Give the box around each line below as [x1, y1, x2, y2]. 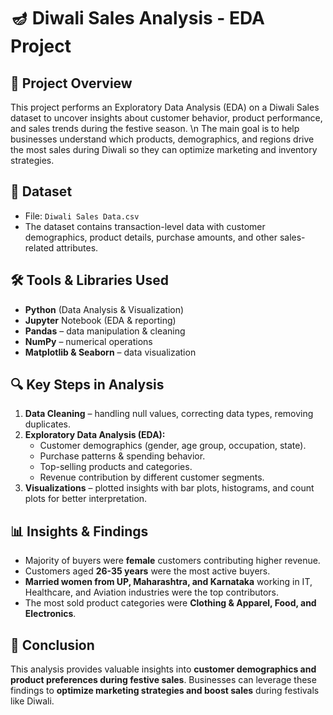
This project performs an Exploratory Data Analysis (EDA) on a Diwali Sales [10, 101, 320, 113]
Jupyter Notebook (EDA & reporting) [24, 314, 177, 326]
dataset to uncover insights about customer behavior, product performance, [10, 112, 323, 124]
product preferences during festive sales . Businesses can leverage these [10, 674, 317, 686]
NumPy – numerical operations [24, 335, 153, 347]
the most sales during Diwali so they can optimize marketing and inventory [10, 144, 318, 155]
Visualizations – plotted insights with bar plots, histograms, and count [24, 482, 315, 494]
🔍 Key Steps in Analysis [10, 376, 165, 394]
